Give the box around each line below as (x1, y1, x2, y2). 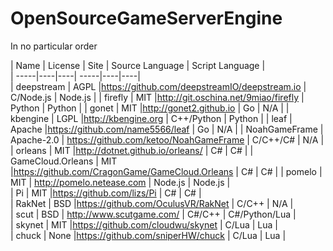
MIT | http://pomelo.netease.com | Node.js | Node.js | (10, 176, 231, 188)
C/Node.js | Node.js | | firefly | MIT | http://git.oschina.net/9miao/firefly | (10, 91, 305, 103)
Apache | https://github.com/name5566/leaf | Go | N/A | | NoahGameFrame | (10, 123, 324, 135)
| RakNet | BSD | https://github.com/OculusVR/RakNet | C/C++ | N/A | (10, 197, 294, 209)
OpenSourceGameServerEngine (10, 7, 283, 30)
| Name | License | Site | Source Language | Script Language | (10, 59, 266, 71)
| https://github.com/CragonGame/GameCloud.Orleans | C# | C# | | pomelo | (10, 165, 323, 177)
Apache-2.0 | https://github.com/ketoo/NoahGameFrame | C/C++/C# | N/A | (10, 133, 325, 146)
